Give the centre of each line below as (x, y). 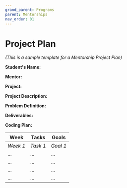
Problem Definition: (26, 106)
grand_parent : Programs (30, 10)
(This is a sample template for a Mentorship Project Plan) (64, 57)
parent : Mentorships (27, 14)
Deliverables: (19, 116)
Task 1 (38, 146)
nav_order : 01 (20, 19)
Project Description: (26, 96)
